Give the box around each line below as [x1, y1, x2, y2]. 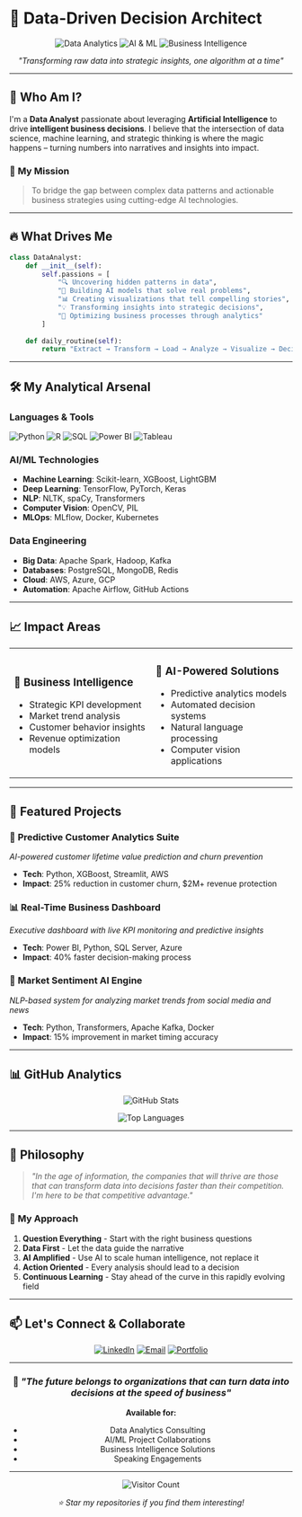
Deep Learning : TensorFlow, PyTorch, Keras [22, 483, 187, 494]
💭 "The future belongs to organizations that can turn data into [12, 1375, 290, 1388]
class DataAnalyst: [9, 253, 83, 262]
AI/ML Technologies [9, 453, 100, 466]
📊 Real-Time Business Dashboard [9, 900, 161, 913]
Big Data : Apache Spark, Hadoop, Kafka [22, 554, 173, 565]
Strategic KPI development [29, 698, 142, 711]
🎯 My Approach [9, 1212, 79, 1225]
